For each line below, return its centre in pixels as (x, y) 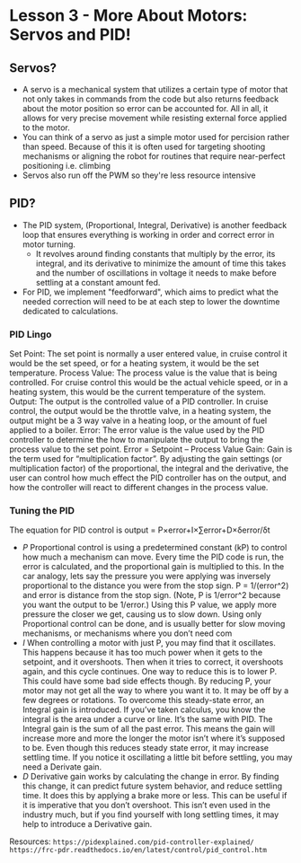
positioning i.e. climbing (66, 166)
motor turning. (49, 244)
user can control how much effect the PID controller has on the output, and (148, 478)
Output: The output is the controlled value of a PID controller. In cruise (139, 401)
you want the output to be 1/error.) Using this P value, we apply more (149, 605)
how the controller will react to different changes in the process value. (139, 488)
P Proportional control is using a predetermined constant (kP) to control (155, 548)
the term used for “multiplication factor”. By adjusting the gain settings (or (146, 459)
